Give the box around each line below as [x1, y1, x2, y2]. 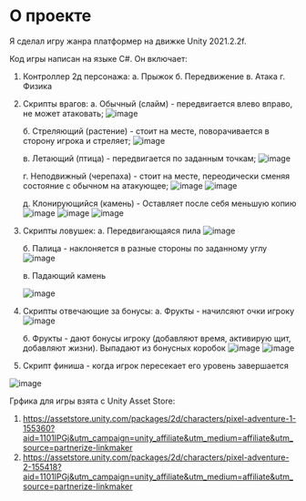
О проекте [9, 5, 92, 26]
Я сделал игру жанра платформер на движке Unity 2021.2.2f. [9, 36, 247, 46]
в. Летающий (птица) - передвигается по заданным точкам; [22, 152, 257, 164]
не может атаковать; [22, 107, 105, 118]
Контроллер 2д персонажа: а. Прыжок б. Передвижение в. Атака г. [22, 70, 285, 82]
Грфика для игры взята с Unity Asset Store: [9, 395, 176, 406]
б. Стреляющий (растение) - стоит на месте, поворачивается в [22, 125, 270, 137]
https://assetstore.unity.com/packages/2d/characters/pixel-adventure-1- [22, 413, 297, 424]
